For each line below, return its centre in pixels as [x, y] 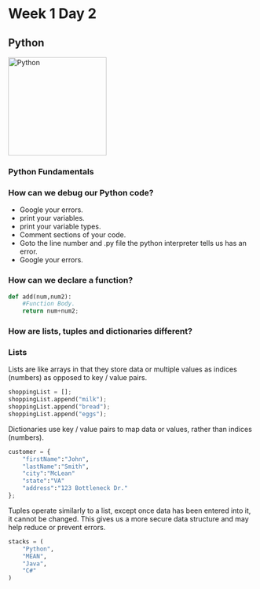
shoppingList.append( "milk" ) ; [58, 400]
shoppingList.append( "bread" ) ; [59, 407]
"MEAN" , [35, 556]
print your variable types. [60, 227]
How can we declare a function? [71, 280]
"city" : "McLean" [49, 474]
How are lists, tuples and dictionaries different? [100, 331]
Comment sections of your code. [73, 235]
